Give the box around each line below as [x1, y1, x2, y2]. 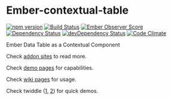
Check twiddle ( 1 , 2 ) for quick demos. [6, 87, 99, 94]
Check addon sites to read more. [6, 52, 87, 60]
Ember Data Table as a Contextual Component [6, 41, 121, 48]
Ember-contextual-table [6, 4, 129, 17]
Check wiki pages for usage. [6, 76, 76, 83]
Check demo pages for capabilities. [6, 64, 94, 71]
